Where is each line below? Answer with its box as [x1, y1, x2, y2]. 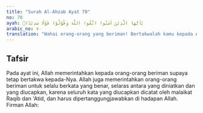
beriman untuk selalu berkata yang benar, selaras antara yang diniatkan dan [6, 82, 195, 89]
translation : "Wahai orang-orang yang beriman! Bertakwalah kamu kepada [6, 31, 193, 37]
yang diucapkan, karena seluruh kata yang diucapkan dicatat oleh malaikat [6, 88, 192, 96]
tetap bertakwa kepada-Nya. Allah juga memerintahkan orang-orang [6, 76, 177, 83]
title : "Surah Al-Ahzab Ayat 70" [6, 8, 91, 15]
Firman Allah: [6, 101, 39, 108]
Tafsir [6, 53, 29, 64]
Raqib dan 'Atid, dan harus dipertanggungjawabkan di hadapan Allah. [6, 94, 178, 102]
